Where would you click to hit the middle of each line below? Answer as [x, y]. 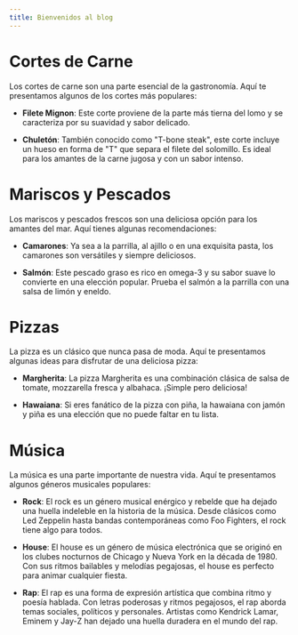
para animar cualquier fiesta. [75, 575]
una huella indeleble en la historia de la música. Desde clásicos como [149, 511]
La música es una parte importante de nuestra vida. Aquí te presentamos [143, 475]
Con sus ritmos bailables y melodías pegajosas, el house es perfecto [148, 567]
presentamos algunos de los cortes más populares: [103, 95]
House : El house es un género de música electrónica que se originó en [152, 547]
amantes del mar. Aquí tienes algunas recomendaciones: [113, 229]
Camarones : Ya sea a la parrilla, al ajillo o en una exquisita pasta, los [148, 245]
